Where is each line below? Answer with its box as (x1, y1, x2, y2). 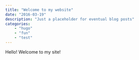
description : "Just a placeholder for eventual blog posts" (5, 16, 135, 21)
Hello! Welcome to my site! (5, 48, 61, 55)
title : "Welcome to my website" (5, 7, 73, 12)
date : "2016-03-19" (5, 12, 47, 17)
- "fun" (14, 30, 30, 35)
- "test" (14, 35, 33, 40)
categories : (5, 21, 30, 26)
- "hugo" (14, 26, 33, 31)
